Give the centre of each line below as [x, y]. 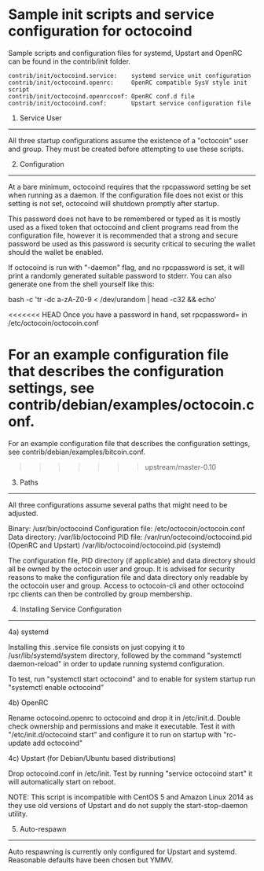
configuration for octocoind [100, 31]
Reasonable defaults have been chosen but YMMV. [91, 860]
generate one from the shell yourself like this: [81, 284]
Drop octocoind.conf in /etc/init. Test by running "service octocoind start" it [130, 773]
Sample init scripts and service [111, 15]
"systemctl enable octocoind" [56, 687]
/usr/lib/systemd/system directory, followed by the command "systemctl [125, 655]
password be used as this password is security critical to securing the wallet [132, 244]
